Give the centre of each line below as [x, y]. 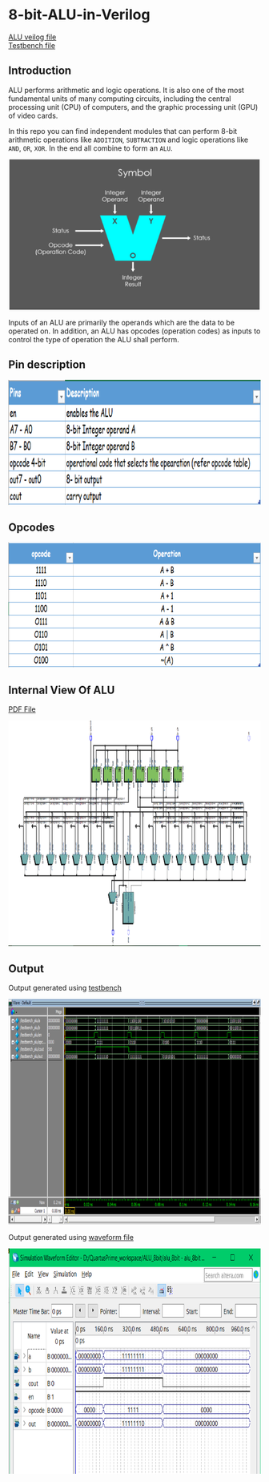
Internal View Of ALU [62, 690]
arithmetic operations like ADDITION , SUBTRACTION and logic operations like [128, 139]
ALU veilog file [32, 37]
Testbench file [32, 45]
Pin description [47, 365]
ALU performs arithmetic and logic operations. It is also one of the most [126, 90]
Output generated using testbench [65, 988]
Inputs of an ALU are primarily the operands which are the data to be [121, 322]
